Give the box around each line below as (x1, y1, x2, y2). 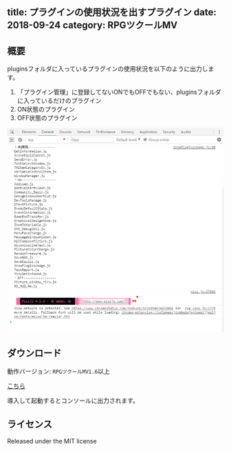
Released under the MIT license (7, 437, 98, 445)
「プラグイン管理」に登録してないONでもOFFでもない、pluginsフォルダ (16, 88, 221, 97)
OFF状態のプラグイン (16, 114, 78, 122)
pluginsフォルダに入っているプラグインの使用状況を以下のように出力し (7, 65, 208, 73)
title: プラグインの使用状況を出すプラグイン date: (7, 6, 217, 19)
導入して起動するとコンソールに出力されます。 (7, 396, 140, 405)
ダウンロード (7, 348, 62, 359)
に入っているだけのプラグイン (16, 97, 102, 105)
